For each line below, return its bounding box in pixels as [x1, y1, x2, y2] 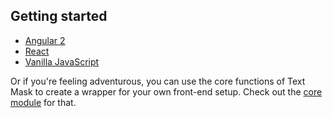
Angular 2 [24, 34, 66, 46]
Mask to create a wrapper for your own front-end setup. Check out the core [10, 85, 323, 98]
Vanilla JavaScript [24, 55, 100, 68]
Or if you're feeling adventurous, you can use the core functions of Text [10, 75, 306, 87]
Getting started [10, 8, 108, 25]
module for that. [10, 96, 77, 108]
